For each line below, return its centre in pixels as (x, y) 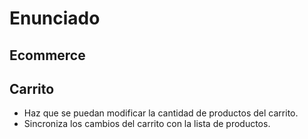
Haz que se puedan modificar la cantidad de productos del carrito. (161, 113)
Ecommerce (47, 55)
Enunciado (55, 18)
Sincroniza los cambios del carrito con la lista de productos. (147, 124)
